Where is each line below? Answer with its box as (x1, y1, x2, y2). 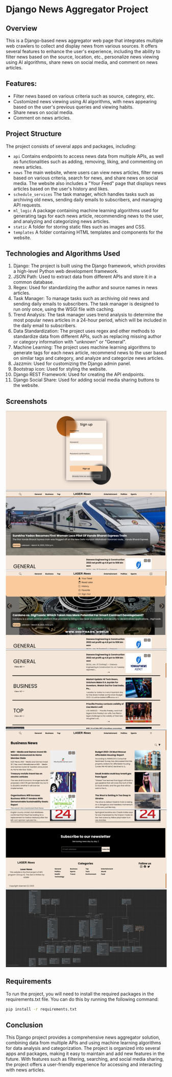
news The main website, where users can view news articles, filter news (13, 169, 164, 175)
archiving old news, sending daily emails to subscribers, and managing (13, 196, 163, 202)
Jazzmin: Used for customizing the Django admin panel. (13, 360, 132, 366)
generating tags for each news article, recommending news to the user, (13, 213, 164, 219)
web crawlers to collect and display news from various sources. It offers (6, 43, 158, 49)
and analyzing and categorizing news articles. (13, 218, 110, 224)
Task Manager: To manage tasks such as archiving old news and (13, 295, 150, 302)
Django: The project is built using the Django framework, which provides (13, 263, 165, 269)
